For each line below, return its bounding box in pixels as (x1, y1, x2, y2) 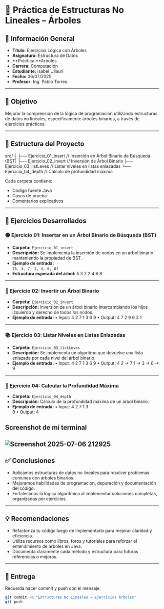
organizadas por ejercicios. (12, 496, 67, 502)
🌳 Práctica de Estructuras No (5, 4, 124, 16)
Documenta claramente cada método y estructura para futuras (12, 548, 138, 554)
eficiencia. (12, 532, 33, 539)
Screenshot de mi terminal (5, 423, 87, 431)
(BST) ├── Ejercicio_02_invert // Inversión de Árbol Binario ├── (5, 158, 134, 164)
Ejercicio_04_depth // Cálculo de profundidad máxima (5, 168, 113, 174)
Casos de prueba (12, 192, 47, 198)
